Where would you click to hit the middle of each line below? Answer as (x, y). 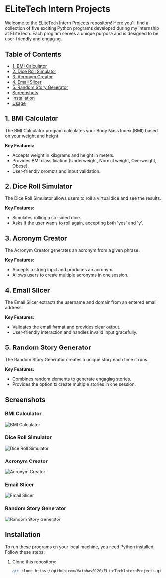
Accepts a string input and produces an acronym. (63, 270)
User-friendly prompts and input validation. (56, 171)
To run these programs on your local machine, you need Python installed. (80, 547)
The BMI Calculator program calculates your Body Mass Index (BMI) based (81, 130)
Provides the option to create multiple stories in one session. (74, 384)
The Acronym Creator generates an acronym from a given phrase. (72, 250)
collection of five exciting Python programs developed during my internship (82, 28)
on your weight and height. (33, 136)
